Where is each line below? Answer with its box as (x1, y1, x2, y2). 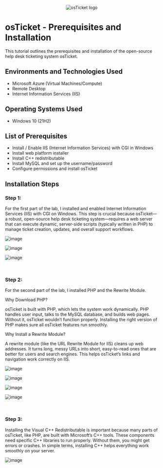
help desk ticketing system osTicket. (5, 53, 78, 59)
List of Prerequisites (5, 132, 68, 140)
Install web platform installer (12, 150, 69, 156)
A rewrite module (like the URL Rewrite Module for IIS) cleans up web (5, 341, 144, 346)
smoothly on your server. (5, 448, 55, 453)
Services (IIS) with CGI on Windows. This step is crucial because (5, 211, 135, 217)
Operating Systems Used (5, 105, 83, 113)
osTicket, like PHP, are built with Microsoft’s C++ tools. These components (5, 432, 155, 438)
